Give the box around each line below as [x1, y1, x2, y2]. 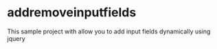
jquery [7, 34, 25, 42]
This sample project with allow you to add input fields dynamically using [7, 27, 211, 35]
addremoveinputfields [7, 5, 137, 20]
